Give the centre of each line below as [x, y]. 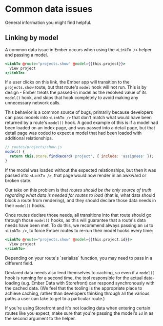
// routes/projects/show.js [34, 147]
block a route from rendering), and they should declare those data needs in [81, 200]
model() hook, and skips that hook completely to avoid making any [72, 98]
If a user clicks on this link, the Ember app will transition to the [67, 82]
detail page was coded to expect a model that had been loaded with [73, 133]
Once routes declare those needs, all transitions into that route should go [78, 215]
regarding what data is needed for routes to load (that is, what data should [80, 195]
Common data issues [49, 9]
